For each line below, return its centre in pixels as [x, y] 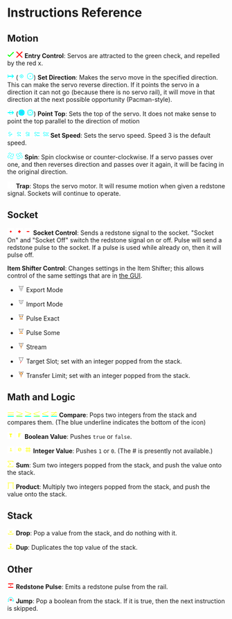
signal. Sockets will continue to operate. [64, 193]
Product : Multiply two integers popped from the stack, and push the [113, 487]
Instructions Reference [75, 13]
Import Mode [45, 304]
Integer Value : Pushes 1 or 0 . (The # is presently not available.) [123, 451]
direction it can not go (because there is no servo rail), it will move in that [111, 92]
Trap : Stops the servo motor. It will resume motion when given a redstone [121, 186]
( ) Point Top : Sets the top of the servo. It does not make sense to [116, 114]
